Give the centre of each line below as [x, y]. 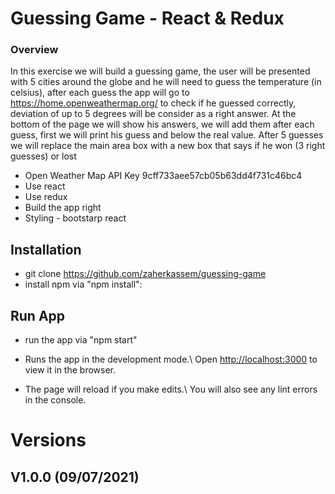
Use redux [46, 197]
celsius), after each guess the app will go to [100, 93]
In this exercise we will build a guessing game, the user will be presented [160, 71]
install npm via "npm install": [83, 284]
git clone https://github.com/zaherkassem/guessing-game [145, 274]
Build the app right [63, 208]
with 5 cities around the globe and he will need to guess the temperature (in [166, 82]
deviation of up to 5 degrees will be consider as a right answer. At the [153, 114]
